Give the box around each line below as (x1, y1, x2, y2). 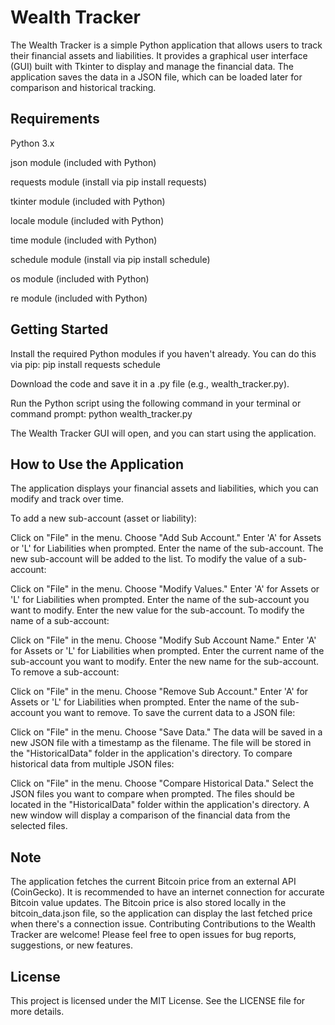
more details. (10, 1006, 65, 1017)
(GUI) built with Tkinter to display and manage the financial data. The (10, 60, 295, 72)
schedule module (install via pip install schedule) (10, 253, 211, 265)
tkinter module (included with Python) (10, 195, 166, 207)
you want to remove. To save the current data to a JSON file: (46, 707, 296, 719)
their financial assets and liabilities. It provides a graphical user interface (10, 49, 308, 61)
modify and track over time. (10, 493, 125, 505)
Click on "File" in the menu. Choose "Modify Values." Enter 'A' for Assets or (10, 583, 320, 595)
